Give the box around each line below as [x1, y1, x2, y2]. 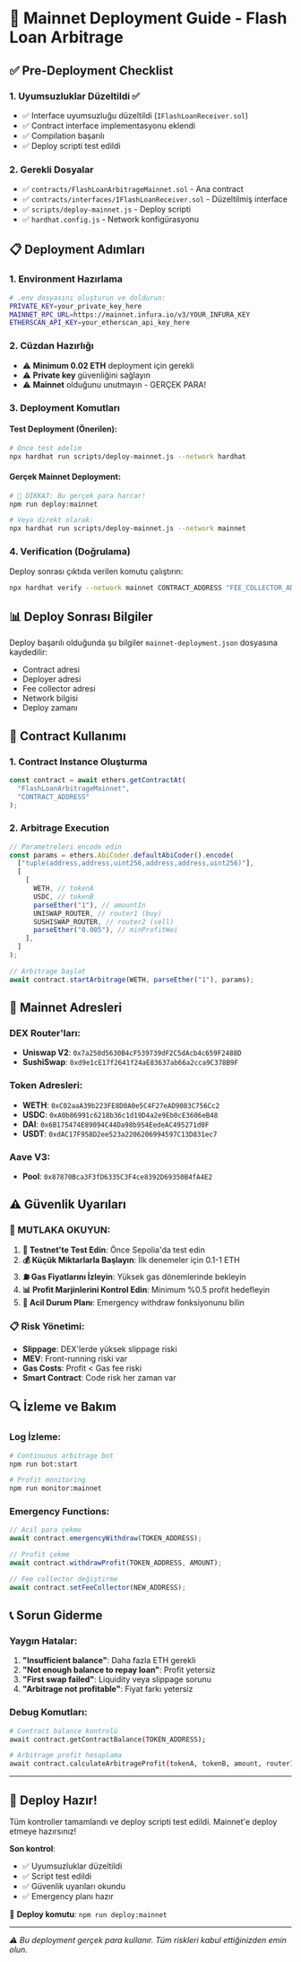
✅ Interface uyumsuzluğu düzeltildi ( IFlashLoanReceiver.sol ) [21, 109, 249, 120]
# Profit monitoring [9, 1476, 87, 1485]
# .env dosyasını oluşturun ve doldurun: [9, 293, 167, 302]
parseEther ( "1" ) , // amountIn [32, 901, 146, 910]
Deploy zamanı [21, 702, 78, 713]
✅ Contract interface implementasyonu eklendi [21, 120, 195, 131]
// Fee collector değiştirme [9, 1574, 118, 1583]
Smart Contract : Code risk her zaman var [21, 1372, 176, 1382]
